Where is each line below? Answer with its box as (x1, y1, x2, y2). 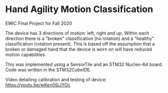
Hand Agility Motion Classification (5, 4, 154, 15)
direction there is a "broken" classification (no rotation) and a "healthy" (5, 35, 154, 41)
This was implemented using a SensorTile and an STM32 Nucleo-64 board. (5, 61, 163, 67)
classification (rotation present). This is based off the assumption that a (5, 40, 155, 46)
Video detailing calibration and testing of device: (5, 76, 107, 82)
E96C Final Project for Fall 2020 (5, 20, 72, 26)
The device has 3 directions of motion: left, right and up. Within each (5, 30, 149, 36)
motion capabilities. (5, 52, 47, 58)
